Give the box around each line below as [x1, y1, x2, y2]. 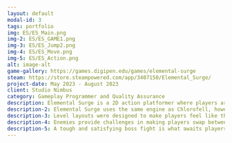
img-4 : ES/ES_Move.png [7, 49, 72, 56]
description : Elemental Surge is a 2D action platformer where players [7, 100, 217, 107]
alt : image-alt [7, 61, 51, 68]
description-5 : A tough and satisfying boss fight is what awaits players [7, 125, 227, 132]
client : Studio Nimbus [7, 87, 72, 93]
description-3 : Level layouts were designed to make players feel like [7, 112, 217, 119]
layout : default [7, 10, 54, 17]
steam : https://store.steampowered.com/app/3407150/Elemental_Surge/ [7, 74, 212, 81]
